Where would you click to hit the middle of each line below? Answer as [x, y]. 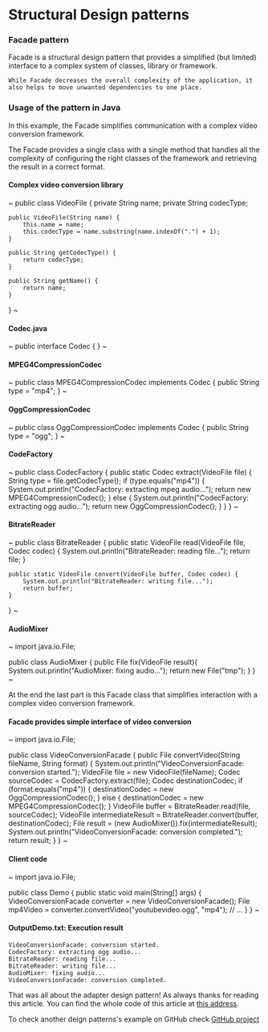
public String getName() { [53, 281]
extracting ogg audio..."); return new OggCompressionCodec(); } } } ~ [124, 506]
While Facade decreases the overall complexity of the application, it [130, 81]
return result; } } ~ [38, 841]
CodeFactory [31, 454]
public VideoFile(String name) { [64, 217]
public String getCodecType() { [62, 252]
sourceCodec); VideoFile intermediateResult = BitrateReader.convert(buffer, [134, 815]
